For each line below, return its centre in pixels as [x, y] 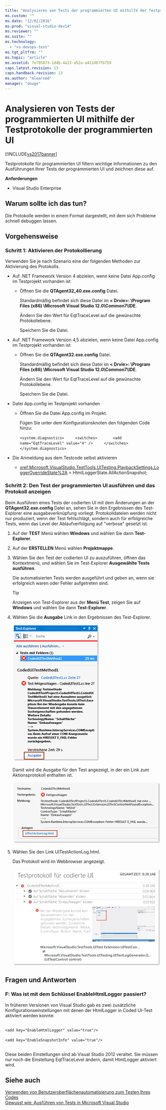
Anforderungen [21, 178]
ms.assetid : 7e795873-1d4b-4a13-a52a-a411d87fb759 [58, 63]
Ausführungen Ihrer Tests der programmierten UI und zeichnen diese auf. [80, 169]
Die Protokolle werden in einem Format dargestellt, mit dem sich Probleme [81, 215]
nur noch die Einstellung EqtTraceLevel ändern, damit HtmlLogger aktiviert [81, 1059]
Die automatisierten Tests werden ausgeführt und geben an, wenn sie [83, 578]
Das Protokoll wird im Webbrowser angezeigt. [59, 861]
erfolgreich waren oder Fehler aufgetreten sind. [61, 583]
